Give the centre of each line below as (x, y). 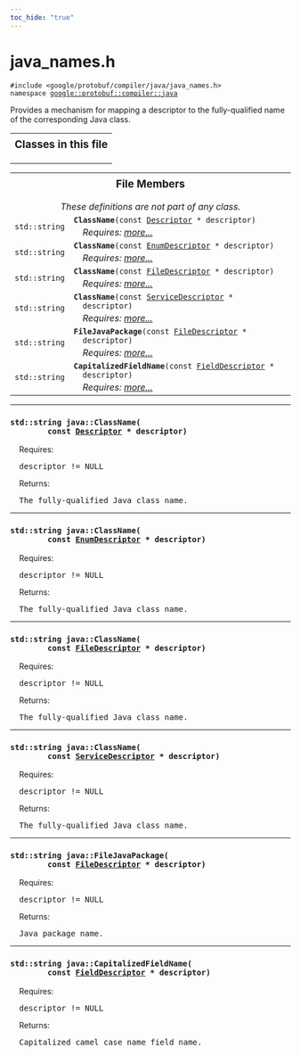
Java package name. (61, 934)
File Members (150, 185)
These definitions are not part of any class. (150, 206)
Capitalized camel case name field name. (111, 1042)
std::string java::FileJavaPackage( (89, 856)
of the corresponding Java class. (71, 119)
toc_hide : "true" (42, 17)
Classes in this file (61, 144)
